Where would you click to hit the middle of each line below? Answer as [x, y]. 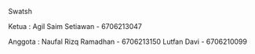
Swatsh [20, 11]
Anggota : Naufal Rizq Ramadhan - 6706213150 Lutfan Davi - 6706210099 [127, 41]
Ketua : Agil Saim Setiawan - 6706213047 [75, 26]
